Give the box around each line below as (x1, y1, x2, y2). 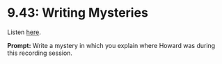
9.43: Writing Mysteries (7, 5, 148, 21)
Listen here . (7, 28, 42, 36)
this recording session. (7, 49, 73, 57)
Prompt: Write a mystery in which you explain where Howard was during (7, 41, 216, 49)
